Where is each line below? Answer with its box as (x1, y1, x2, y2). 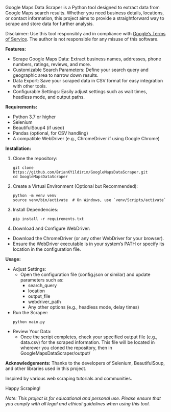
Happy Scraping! (5, 385, 41, 391)
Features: (5, 46, 27, 52)
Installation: (5, 145, 32, 151)
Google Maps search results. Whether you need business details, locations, (5, 10, 164, 16)
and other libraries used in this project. (5, 365, 87, 372)
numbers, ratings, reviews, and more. (12, 61, 91, 67)
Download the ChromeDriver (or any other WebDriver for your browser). (12, 235, 164, 241)
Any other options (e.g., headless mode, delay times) (28, 304, 139, 310)
